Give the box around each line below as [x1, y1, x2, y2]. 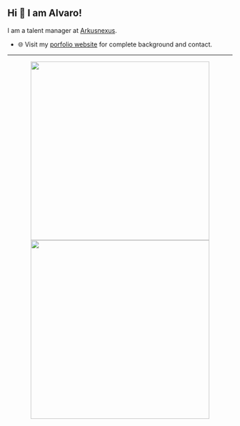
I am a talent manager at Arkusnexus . [7, 26, 117, 34]
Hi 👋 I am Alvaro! [7, 7, 82, 19]
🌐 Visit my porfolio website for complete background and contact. [17, 40, 213, 49]
